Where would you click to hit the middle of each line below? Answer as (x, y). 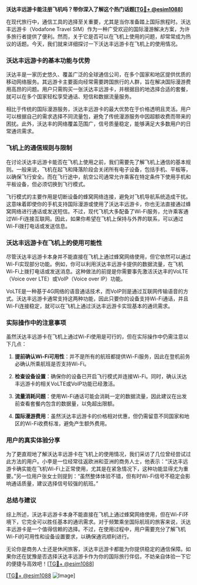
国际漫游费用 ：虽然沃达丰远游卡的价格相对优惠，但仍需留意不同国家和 (99, 416)
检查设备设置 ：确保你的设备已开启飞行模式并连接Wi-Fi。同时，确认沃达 (101, 376)
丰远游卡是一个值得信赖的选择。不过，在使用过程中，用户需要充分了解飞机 (96, 529)
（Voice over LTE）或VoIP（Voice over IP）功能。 (66, 279)
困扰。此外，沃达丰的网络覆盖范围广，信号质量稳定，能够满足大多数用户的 (96, 124)
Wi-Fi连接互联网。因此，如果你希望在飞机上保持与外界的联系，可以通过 (97, 219)
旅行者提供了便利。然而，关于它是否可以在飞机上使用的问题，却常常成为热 (101, 37)
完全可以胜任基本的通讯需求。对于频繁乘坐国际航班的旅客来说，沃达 (108, 521)
